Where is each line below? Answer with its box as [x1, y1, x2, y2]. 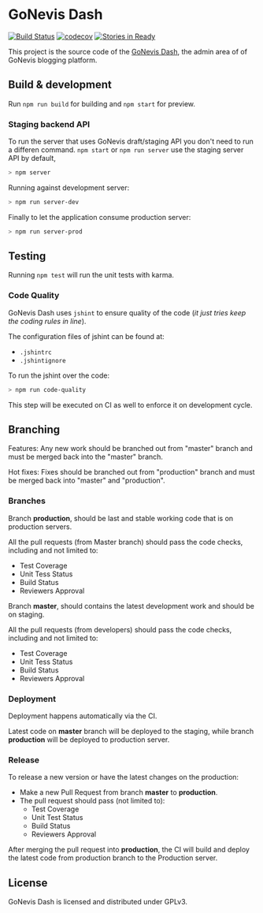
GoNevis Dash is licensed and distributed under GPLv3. [8, 897, 187, 907]
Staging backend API [8, 118, 91, 129]
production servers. [8, 522, 72, 531]
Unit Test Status [31, 813, 83, 822]
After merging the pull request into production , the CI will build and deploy [8, 845, 250, 855]
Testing [8, 250, 46, 263]
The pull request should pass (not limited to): [19, 796, 165, 806]
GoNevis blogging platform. [8, 55, 98, 65]
